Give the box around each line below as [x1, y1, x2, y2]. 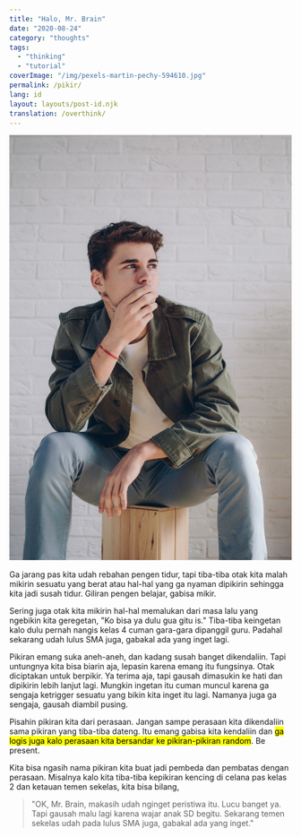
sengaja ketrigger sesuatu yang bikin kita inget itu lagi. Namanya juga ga [9, 690, 278, 701]
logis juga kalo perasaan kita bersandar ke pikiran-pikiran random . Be [9, 736, 266, 746]
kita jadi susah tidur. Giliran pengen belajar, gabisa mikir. [9, 588, 217, 600]
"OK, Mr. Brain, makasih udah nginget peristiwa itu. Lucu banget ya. [30, 798, 282, 810]
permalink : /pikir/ [9, 81, 82, 90]
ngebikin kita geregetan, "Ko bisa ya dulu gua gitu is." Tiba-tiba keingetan [9, 615, 281, 626]
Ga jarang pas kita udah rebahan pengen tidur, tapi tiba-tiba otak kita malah [9, 569, 288, 580]
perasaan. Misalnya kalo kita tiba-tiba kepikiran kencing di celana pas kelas [9, 772, 288, 783]
